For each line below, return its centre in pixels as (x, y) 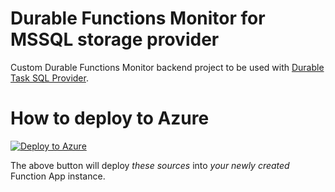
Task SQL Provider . (49, 78)
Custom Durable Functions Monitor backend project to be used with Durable (167, 67)
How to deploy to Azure (110, 118)
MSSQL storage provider (115, 39)
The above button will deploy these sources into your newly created (150, 165)
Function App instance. (58, 176)
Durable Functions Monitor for (138, 18)
